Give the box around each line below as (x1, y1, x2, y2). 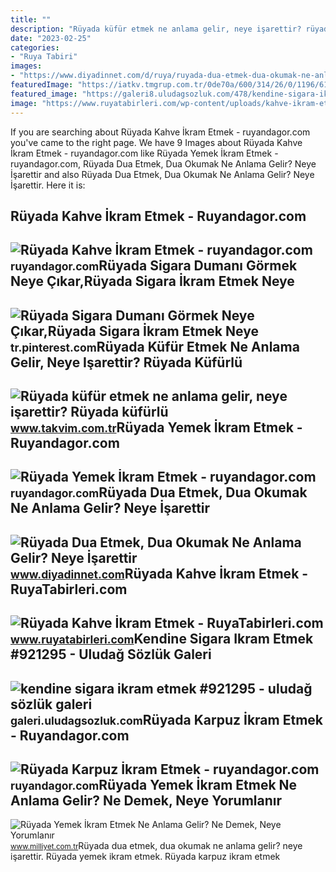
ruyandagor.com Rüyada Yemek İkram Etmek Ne (10, 777, 298, 794)
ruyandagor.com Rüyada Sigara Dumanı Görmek (10, 257, 298, 275)
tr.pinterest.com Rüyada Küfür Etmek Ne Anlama (10, 338, 300, 355)
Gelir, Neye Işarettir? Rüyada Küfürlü (10, 354, 243, 371)
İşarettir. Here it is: (10, 179, 86, 191)
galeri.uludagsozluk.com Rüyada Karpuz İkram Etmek (10, 711, 323, 728)
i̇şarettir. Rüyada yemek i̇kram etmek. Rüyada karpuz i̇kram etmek (10, 851, 281, 863)
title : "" (10, 14, 52, 25)
